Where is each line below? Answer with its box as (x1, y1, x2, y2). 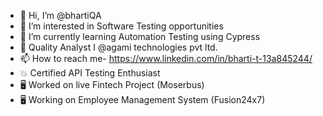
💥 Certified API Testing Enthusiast (19, 67, 161, 79)
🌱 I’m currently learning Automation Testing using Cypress (19, 31, 261, 42)
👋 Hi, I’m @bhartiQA (19, 10, 102, 21)
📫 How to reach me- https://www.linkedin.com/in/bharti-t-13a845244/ (19, 53, 313, 64)
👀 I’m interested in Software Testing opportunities (19, 20, 224, 32)
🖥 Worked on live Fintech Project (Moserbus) (19, 79, 205, 90)
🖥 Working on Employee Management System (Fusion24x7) (19, 94, 266, 105)
